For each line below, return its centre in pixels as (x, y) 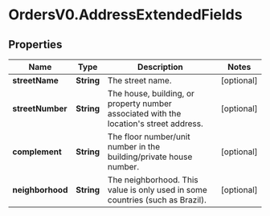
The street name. (139, 80)
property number (140, 104)
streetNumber (40, 108)
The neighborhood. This (153, 180)
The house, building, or (151, 94)
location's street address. (155, 124)
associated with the (144, 114)
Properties (35, 45)
